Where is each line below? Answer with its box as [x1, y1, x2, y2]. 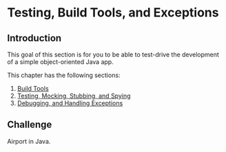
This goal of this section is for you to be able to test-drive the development [7, 50, 219, 58]
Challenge [7, 119, 52, 131]
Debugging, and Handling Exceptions [17, 99, 123, 107]
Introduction [7, 32, 62, 44]
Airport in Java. [7, 137, 51, 145]
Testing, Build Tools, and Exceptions [7, 5, 219, 21]
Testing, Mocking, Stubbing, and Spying [17, 91, 131, 100]
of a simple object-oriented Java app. [7, 58, 114, 66]
